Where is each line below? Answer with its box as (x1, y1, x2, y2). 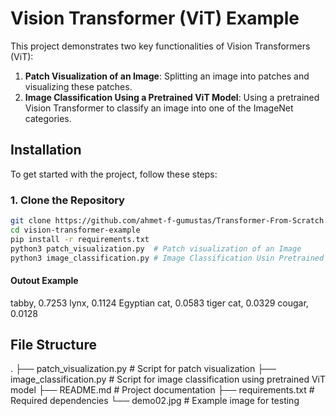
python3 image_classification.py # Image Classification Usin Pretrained (10, 253, 325, 263)
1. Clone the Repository (10, 193, 125, 207)
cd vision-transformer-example (10, 225, 141, 235)
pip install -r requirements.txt (10, 234, 150, 244)
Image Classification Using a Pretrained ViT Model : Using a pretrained (24, 91, 320, 103)
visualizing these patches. (24, 80, 133, 92)
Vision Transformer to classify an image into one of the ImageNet (24, 102, 294, 114)
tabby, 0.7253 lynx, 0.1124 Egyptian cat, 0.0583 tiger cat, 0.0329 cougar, (10, 297, 309, 309)
